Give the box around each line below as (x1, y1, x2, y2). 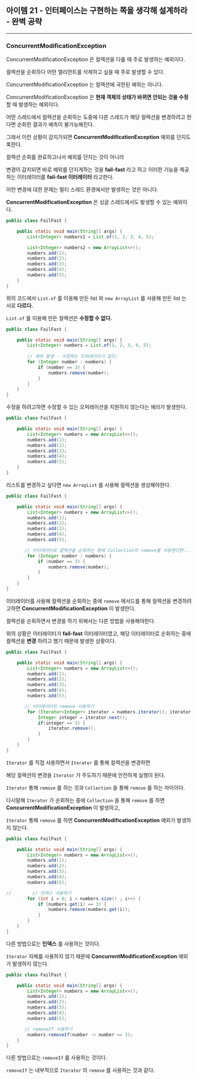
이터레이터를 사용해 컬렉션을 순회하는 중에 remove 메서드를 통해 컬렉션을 (6, 597, 171, 605)
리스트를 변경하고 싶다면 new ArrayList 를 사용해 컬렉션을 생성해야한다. (6, 481, 171, 488)
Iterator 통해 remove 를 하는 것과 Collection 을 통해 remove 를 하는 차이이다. (6, 784, 186, 791)
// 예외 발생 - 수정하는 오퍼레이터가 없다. (27, 354, 118, 360)
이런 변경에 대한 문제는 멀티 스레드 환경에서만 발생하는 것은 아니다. (6, 186, 159, 193)
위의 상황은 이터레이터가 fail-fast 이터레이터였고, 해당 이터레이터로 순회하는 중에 (6, 629, 192, 637)
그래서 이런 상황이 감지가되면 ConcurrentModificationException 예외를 (6, 134, 176, 141)
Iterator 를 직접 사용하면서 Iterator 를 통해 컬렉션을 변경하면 (6, 759, 150, 766)
